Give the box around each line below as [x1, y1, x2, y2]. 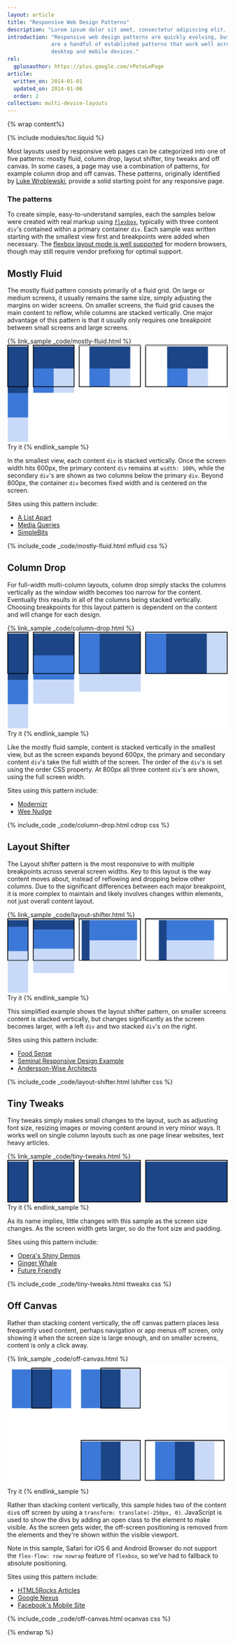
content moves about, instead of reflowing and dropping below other [7, 874, 206, 883]
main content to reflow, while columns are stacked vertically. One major [7, 309, 213, 317]
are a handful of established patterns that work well [51, 41, 215, 48]
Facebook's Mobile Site [17, 1601, 85, 1609]
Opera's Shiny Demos [17, 1251, 80, 1259]
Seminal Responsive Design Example [17, 1056, 124, 1065]
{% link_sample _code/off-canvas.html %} [7, 1355, 129, 1363]
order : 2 [13, 92, 39, 99]
